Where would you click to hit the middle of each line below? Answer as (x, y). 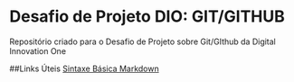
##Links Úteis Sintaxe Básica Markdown (85, 68)
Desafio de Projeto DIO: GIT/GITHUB (147, 17)
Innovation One (38, 50)
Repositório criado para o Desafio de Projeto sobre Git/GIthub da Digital (142, 41)
